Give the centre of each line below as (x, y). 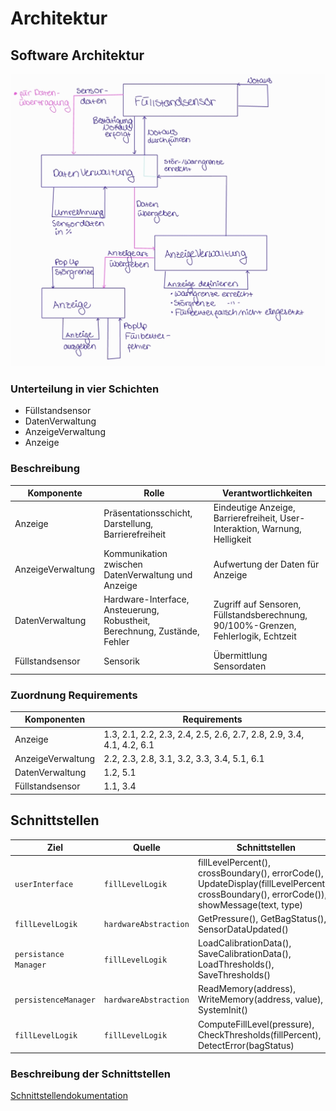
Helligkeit (232, 539)
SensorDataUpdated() (243, 929)
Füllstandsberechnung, (260, 615)
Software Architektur (77, 55)
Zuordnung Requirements (74, 695)
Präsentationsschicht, (148, 513)
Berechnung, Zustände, (151, 631)
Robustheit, (127, 620)
